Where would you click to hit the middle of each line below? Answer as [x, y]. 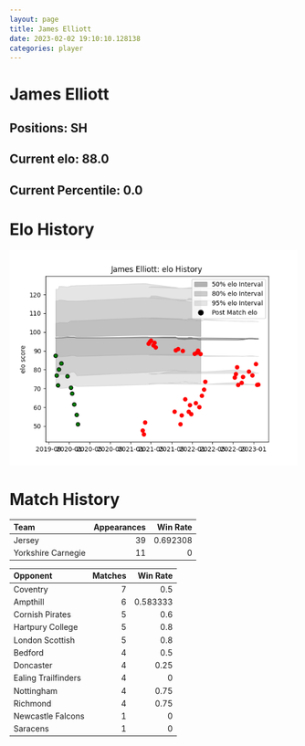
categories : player [47, 48]
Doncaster [33, 666]
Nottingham [35, 690]
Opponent [33, 576]
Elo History [52, 229]
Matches [110, 576]
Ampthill [29, 602]
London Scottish [44, 640]
